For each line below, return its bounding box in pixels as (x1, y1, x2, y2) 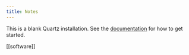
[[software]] (6, 43, 36, 50)
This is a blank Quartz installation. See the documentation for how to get (6, 25, 183, 32)
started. (6, 31, 26, 38)
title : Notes (6, 8, 39, 15)
